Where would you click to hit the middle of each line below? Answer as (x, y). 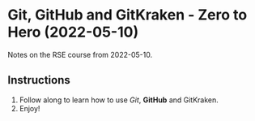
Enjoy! (30, 108)
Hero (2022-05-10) (73, 32)
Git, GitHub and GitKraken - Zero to (127, 15)
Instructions (39, 80)
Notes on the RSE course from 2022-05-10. (80, 54)
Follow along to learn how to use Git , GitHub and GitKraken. (119, 100)
